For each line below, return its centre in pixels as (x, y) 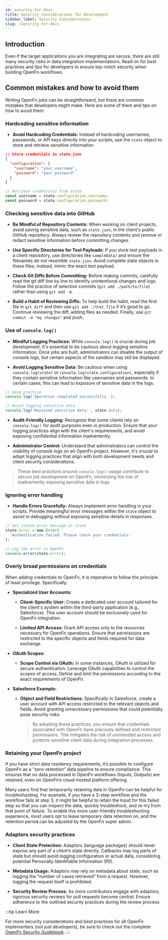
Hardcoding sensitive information (47, 123)
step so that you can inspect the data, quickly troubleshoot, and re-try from (83, 806)
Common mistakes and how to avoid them (72, 88)
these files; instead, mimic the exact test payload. (64, 266)
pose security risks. (40, 714)
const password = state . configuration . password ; (57, 201)
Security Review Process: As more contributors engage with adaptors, (86, 891)
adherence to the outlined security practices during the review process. (87, 902)
